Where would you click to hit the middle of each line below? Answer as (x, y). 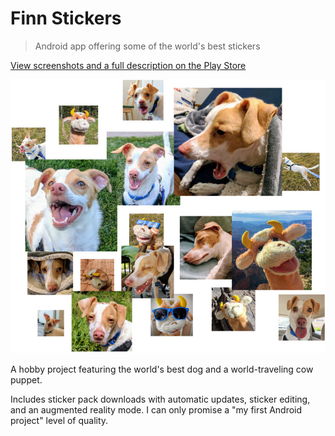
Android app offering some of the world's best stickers (147, 46)
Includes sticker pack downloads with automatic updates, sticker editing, (160, 399)
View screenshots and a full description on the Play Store (128, 65)
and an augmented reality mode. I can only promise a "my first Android (156, 410)
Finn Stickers (66, 18)
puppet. (26, 380)
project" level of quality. (59, 421)
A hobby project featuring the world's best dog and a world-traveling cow (162, 369)
